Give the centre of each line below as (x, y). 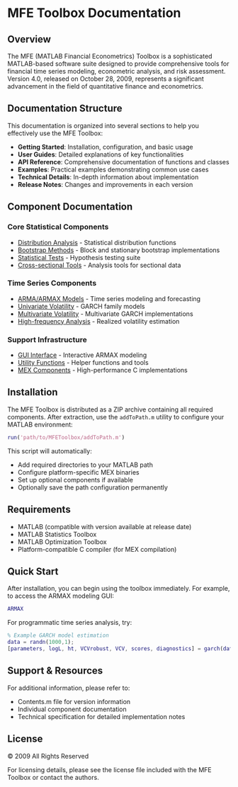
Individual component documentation (72, 709)
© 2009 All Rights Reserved (48, 756)
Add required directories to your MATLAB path (85, 465)
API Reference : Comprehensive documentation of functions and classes (123, 162)
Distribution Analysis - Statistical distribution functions (97, 242)
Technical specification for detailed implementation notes (101, 716)
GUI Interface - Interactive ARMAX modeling (82, 355)
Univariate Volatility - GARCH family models (81, 306)
